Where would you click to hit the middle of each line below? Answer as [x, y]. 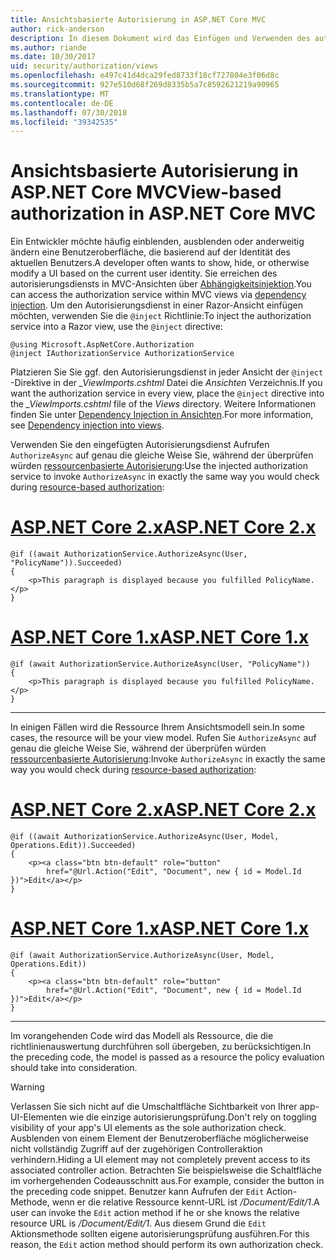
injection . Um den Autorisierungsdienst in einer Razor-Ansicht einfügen [157, 305]
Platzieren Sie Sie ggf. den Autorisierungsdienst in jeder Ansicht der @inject [167, 372]
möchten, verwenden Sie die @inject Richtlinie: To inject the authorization [161, 316]
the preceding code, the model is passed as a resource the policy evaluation [167, 1057]
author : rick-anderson [57, 29]
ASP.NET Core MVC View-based [146, 192]
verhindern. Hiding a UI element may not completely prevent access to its [160, 1159]
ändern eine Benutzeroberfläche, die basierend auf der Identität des [150, 252]
